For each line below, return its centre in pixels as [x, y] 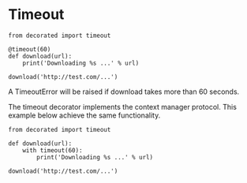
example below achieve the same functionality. [84, 115]
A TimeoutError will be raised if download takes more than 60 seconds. [124, 91]
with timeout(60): [52, 150]
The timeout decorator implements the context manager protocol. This [122, 106]
